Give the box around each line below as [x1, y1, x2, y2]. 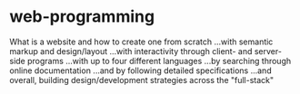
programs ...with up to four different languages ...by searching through [26, 55, 292, 66]
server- [254, 45, 282, 56]
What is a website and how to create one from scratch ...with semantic [9, 36, 274, 47]
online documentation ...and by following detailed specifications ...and [9, 65, 272, 76]
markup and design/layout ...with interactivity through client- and [9, 45, 253, 56]
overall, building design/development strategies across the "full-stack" [9, 74, 275, 85]
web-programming [9, 6, 155, 27]
